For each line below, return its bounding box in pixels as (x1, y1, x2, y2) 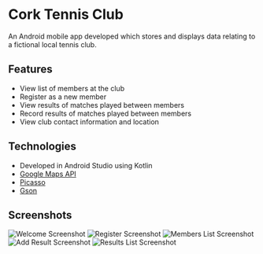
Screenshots (8, 208, 72, 222)
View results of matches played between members (19, 100, 185, 109)
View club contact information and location (19, 116, 160, 127)
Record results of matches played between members (19, 109, 192, 118)
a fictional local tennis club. (8, 39, 97, 49)
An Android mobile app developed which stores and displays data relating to (8, 31, 256, 41)
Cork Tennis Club (8, 6, 124, 24)
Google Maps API (19, 169, 76, 179)
